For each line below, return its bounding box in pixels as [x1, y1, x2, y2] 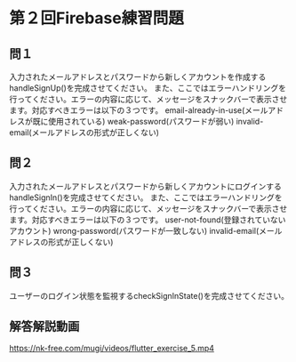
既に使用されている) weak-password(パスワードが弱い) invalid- [32, 117, 264, 126]
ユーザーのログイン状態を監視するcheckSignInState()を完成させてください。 [9, 290, 289, 301]
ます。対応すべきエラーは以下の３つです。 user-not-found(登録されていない [9, 214, 286, 225]
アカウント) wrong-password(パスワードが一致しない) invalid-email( [9, 225, 260, 236]
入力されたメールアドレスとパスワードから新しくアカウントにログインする [9, 181, 282, 191]
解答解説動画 [9, 319, 80, 334]
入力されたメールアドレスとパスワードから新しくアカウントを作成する [9, 72, 267, 82]
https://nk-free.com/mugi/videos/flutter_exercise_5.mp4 [9, 343, 215, 354]
